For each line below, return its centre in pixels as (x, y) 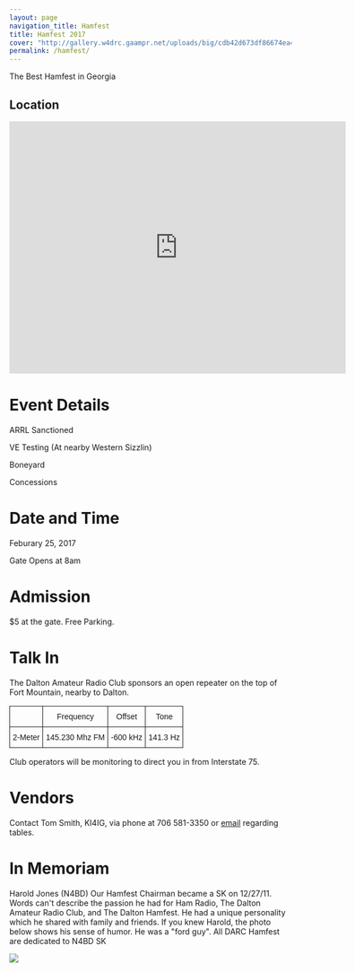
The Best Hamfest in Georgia (63, 76)
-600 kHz (127, 737)
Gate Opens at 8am (45, 560)
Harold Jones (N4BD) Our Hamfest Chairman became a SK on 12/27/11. (140, 893)
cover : (22, 43)
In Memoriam (60, 868)
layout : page (34, 17)
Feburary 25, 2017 (43, 542)
